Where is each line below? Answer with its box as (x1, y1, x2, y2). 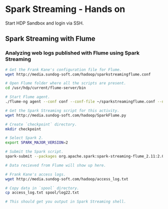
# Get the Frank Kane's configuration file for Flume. (5, 67, 122, 72)
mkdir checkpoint (5, 126, 41, 131)
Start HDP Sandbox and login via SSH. (5, 20, 84, 26)
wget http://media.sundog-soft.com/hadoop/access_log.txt (5, 176, 128, 181)
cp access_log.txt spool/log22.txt (5, 190, 79, 195)
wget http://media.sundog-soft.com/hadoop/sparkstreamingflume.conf (5, 71, 151, 77)
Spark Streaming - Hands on (5, 3, 125, 15)
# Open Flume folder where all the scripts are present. (5, 81, 126, 86)
